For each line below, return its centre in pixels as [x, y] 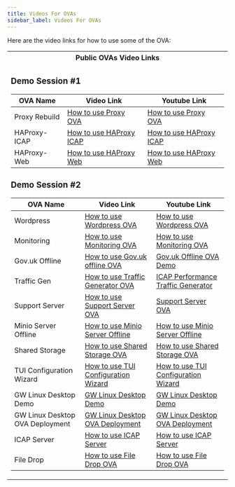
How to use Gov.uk [116, 256]
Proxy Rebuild [37, 117]
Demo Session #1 [46, 81]
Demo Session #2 [46, 185]
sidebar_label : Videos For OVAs [54, 20]
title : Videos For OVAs [42, 14]
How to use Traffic [115, 277]
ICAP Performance [187, 277]
